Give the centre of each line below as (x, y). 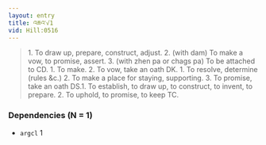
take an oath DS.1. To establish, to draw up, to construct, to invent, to (140, 86)
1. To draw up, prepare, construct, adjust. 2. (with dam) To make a (135, 53)
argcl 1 (31, 132)
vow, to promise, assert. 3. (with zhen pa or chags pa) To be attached (141, 61)
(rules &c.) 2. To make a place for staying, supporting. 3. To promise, (140, 78)
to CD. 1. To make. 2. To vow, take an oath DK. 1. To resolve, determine (143, 70)
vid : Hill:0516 (33, 30)
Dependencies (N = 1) (50, 116)
